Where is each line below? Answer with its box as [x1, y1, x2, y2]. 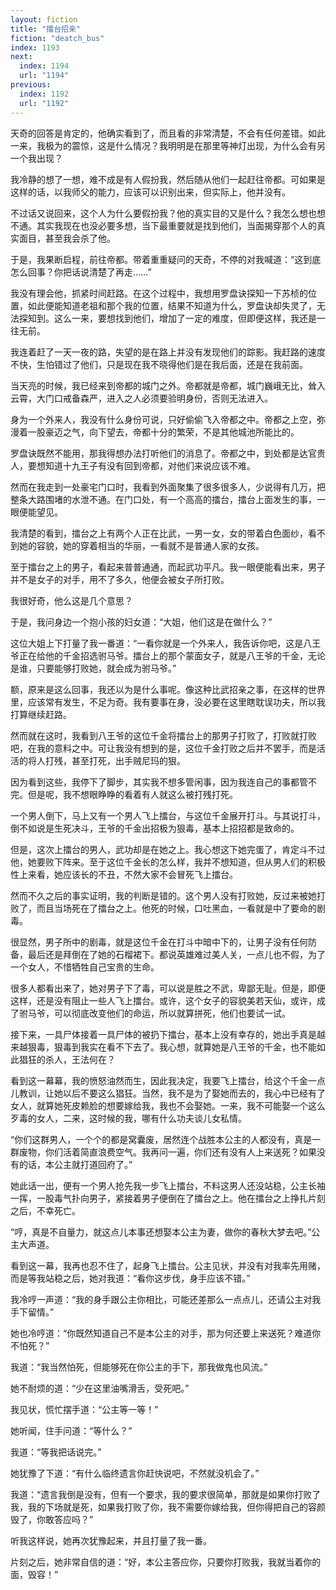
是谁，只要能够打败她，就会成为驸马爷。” [10, 662, 177, 674]
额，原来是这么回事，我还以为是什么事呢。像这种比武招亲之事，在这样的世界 [10, 683, 326, 695]
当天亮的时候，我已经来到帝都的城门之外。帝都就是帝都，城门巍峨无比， [10, 379, 308, 391]
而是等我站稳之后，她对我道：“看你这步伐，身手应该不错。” [10, 1272, 251, 1284]
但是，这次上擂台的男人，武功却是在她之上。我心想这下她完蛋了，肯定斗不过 [10, 843, 326, 855]
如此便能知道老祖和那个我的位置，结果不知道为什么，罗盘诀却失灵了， [27, 299, 317, 311]
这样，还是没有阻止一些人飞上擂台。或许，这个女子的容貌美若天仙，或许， [10, 994, 317, 1006]
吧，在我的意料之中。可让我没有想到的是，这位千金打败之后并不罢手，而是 [10, 742, 317, 754]
